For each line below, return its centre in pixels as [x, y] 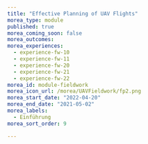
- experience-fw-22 [42, 78]
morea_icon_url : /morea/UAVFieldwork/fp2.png [74, 91]
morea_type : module [35, 20]
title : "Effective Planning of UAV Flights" [73, 14]
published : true [31, 26]
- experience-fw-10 [42, 53]
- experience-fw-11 [42, 59]
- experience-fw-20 [42, 65]
